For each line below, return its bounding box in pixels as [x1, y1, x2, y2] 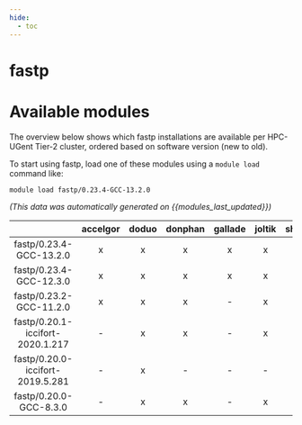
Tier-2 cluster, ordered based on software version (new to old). [34, 140, 268, 151]
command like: [9, 167, 64, 178]
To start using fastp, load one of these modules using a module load [9, 158, 261, 169]
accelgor [81, 222, 120, 235]
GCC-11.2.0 [16, 301, 71, 313]
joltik [254, 222, 277, 235]
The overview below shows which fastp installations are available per [9, 131, 266, 142]
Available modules [9, 101, 150, 122]
